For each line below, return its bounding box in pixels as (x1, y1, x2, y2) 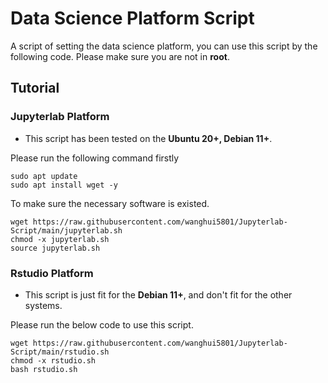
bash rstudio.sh (10, 364, 78, 374)
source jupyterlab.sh (10, 243, 101, 253)
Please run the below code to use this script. (10, 318, 194, 331)
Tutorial (10, 80, 60, 97)
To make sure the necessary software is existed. (10, 197, 210, 209)
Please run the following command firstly (10, 152, 180, 164)
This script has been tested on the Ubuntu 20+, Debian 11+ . (24, 132, 273, 144)
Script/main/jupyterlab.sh (10, 225, 123, 236)
